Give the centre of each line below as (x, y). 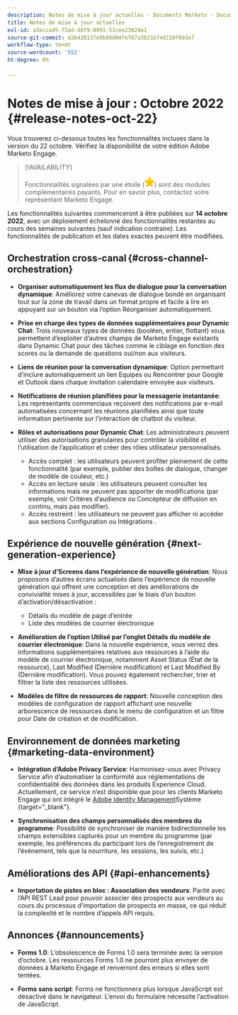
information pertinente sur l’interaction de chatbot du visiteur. (107, 418)
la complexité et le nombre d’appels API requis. (86, 913)
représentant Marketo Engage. (69, 200)
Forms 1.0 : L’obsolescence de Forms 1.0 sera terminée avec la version (120, 952)
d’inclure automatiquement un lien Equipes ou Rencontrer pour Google (120, 374)
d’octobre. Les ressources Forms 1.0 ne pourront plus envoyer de (113, 960)
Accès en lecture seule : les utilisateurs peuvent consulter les (118, 484)
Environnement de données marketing (94, 741)
